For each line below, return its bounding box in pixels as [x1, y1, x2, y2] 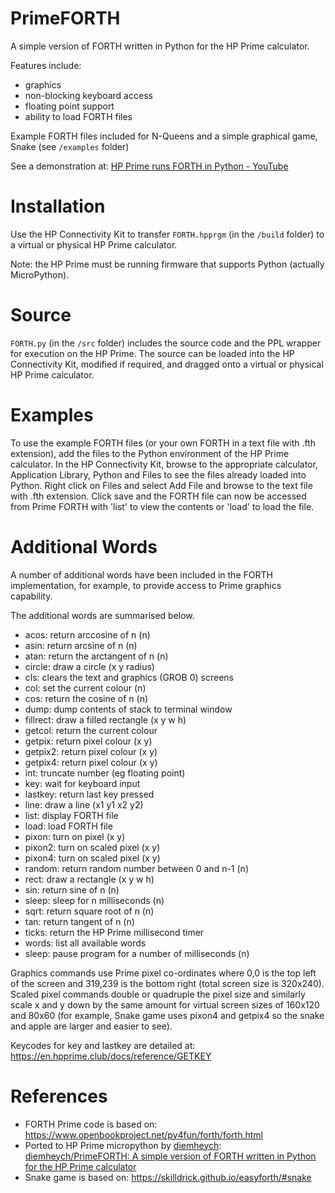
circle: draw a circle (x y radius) [24, 660, 155, 672]
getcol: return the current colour [24, 724, 158, 736]
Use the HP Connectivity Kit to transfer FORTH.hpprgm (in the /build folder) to [10, 228, 325, 240]
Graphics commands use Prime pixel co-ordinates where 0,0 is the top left [10, 967, 317, 979]
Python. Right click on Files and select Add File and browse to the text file [10, 479, 313, 491]
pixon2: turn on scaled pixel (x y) [24, 841, 161, 853]
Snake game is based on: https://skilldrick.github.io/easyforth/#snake [24, 1171, 312, 1183]
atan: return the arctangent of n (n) [24, 650, 169, 662]
